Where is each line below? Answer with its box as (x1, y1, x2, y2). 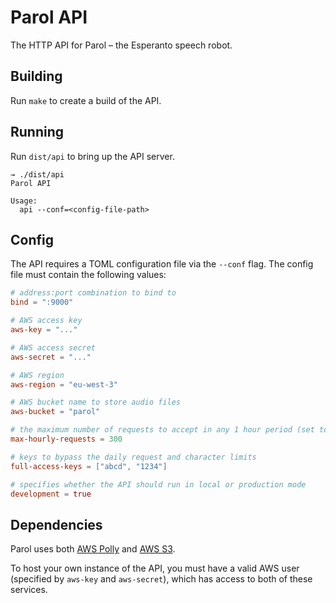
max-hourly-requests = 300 (10, 434, 123, 444)
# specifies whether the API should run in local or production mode (10, 479, 307, 490)
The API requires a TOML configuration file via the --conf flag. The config (10, 258, 314, 270)
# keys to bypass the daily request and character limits (10, 452, 257, 462)
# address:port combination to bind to (10, 288, 177, 298)
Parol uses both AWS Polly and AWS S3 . (10, 543, 176, 555)
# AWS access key (10, 316, 83, 326)
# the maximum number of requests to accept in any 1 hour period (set (10, 425, 315, 435)
